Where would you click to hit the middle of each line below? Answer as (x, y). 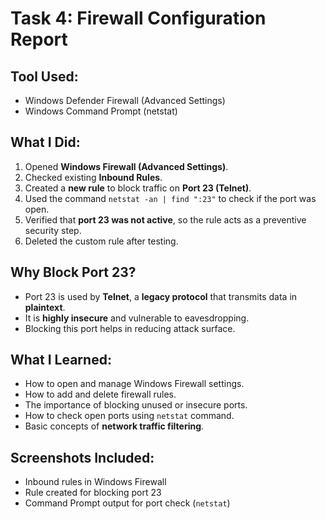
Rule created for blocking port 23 (93, 493)
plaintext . (45, 307)
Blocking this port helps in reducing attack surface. (130, 328)
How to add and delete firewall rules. (100, 394)
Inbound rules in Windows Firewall (95, 482)
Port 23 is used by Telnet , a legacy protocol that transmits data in (161, 296)
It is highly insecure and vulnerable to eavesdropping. (137, 318)
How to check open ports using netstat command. (129, 416)
